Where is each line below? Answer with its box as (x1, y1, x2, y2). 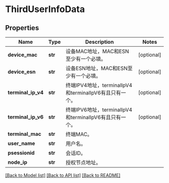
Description (85, 39, 114, 45)
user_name (8, 140, 35, 147)
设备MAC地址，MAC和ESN (65, 48, 129, 55)
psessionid (8, 149, 35, 156)
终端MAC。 (65, 131, 93, 138)
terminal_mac (8, 131, 42, 137)
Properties (5, 24, 39, 32)
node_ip (8, 159, 28, 165)
